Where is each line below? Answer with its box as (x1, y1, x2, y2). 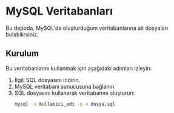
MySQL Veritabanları (5, 4, 113, 18)
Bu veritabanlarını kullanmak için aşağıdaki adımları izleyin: (5, 64, 152, 72)
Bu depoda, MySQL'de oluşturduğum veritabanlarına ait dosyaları (5, 24, 169, 32)
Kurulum (5, 49, 39, 59)
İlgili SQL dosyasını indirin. (14, 76, 81, 83)
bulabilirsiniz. (5, 30, 39, 38)
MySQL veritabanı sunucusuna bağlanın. (14, 83, 116, 90)
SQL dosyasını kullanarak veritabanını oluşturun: (14, 89, 135, 97)
